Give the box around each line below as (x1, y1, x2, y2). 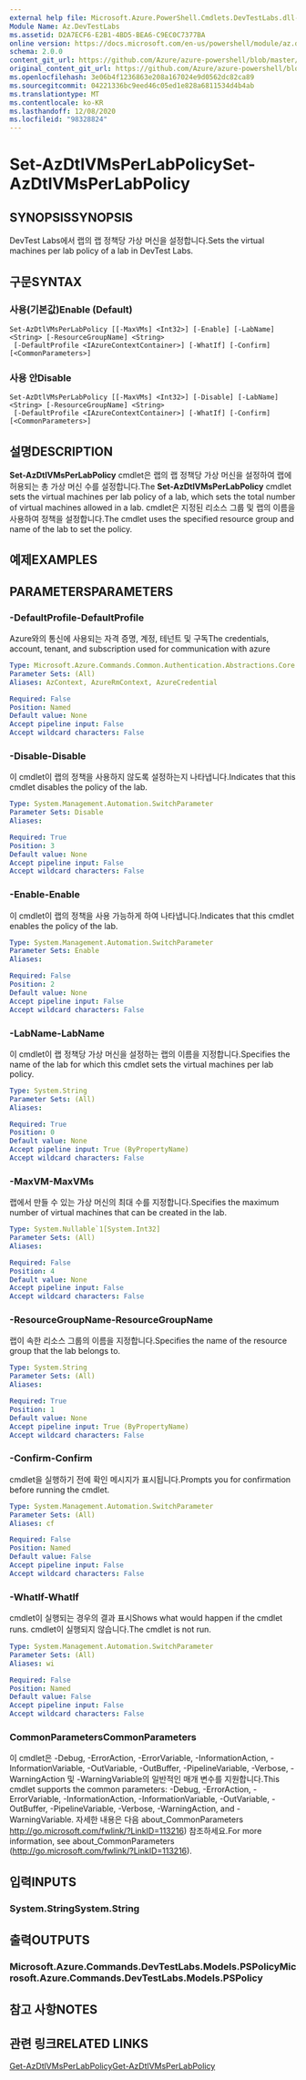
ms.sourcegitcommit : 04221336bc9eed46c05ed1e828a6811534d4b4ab (9, 81, 255, 90)
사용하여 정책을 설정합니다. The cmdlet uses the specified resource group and (9, 513, 294, 524)
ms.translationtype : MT (9, 89, 100, 98)
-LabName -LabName (9, 1027, 105, 1040)
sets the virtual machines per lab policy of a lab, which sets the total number (9, 491, 296, 502)
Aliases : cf (9, 1519, 55, 1528)
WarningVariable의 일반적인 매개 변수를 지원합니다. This (80, 1774, 280, 1785)
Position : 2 (9, 980, 55, 989)
